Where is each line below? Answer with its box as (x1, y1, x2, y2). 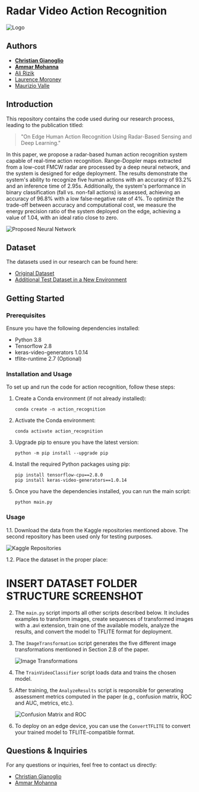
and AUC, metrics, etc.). (14, 699, 74, 706)
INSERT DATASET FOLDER (6, 576, 138, 590)
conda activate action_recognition (14, 428, 103, 434)
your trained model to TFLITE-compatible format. (14, 728, 135, 736)
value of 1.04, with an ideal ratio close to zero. (6, 214, 119, 221)
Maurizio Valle (14, 82, 50, 89)
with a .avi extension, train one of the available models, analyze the (14, 621, 179, 629)
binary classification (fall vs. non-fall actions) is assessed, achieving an (6, 188, 181, 195)
